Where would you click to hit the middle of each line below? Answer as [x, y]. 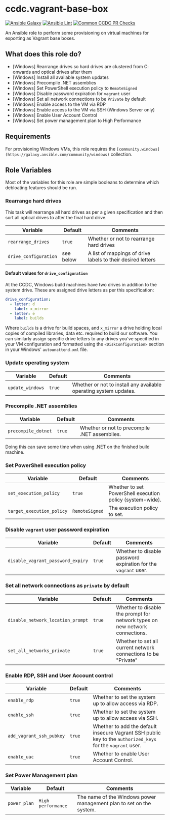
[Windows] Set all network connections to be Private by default [79, 99]
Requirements [28, 137]
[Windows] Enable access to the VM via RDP [59, 104]
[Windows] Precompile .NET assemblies [54, 82]
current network [135, 648]
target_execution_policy [38, 511]
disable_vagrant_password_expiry [48, 561]
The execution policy [133, 508]
